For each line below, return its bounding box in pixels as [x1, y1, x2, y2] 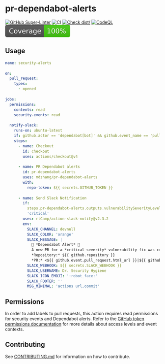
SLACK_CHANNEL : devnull [27, 227, 76, 232]
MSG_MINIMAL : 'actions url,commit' [27, 284, 100, 289]
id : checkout [23, 149, 50, 154]
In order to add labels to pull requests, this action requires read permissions [5, 311, 158, 317]
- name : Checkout [18, 143, 54, 148]
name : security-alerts [5, 60, 52, 66]
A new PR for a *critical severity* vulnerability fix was [31, 247, 155, 253]
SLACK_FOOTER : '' [27, 279, 63, 284]
